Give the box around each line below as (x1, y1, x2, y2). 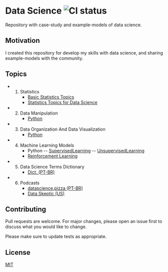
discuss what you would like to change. (5, 224, 87, 230)
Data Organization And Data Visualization (20, 126, 106, 132)
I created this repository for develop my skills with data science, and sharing (5, 49, 163, 56)
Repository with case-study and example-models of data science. (5, 22, 142, 28)
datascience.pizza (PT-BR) (27, 185, 83, 191)
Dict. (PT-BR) (27, 169, 55, 175)
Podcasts (20, 180, 40, 186)
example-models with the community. (5, 55, 83, 61)
